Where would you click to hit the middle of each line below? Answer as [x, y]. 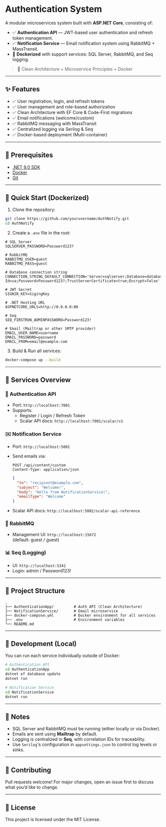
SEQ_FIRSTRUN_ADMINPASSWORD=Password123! [48, 320]
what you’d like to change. [32, 787]
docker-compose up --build [33, 360]
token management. [33, 38]
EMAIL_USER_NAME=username [32, 333]
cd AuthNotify [20, 223]
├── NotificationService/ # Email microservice [62, 611]
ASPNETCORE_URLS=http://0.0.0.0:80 [42, 307]
